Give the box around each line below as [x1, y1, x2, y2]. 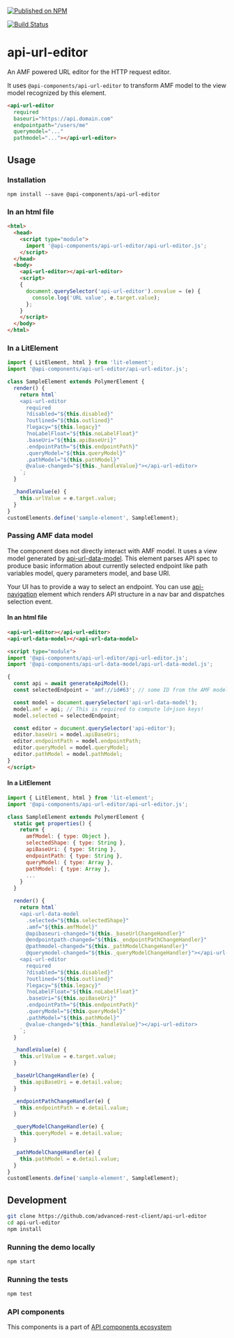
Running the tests [7, 1274, 68, 1284]
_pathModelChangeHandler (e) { [13, 1149, 101, 1156]
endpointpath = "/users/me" [13, 122, 89, 129]
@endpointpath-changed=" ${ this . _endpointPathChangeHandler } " [25, 936, 208, 943]
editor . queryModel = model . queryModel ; [13, 744, 130, 751]
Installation [7, 175, 47, 184]
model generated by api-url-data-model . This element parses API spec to [7, 554, 218, 562]
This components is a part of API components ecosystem [7, 1323, 172, 1331]
